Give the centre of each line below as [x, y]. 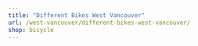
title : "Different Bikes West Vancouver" [77, 15]
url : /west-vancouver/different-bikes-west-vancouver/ [99, 23]
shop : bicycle [31, 30]
